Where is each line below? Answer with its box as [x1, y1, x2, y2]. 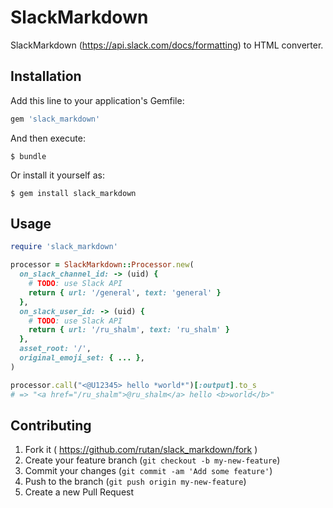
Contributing [10, 417, 92, 434]
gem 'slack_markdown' [10, 114, 101, 124]
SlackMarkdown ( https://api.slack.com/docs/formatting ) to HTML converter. [10, 39, 324, 51]
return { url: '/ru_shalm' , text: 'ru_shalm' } [28, 325, 230, 335]
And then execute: [10, 132, 86, 144]
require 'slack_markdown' [10, 242, 118, 252]
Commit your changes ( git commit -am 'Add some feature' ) [24, 465, 273, 477]
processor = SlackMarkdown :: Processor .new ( [10, 260, 195, 270]
